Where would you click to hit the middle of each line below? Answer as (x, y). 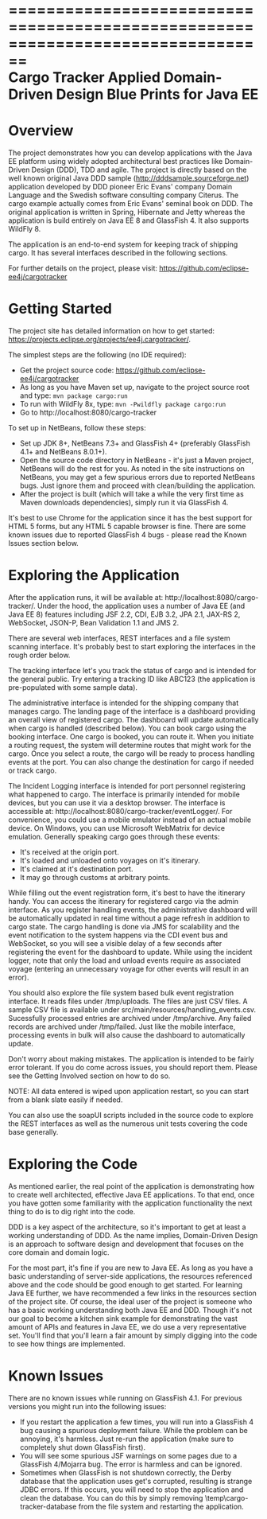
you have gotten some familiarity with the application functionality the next (130, 1203)
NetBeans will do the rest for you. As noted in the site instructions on (132, 469)
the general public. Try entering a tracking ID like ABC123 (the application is (132, 679)
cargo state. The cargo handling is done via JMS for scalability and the (124, 927)
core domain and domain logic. (59, 1252)
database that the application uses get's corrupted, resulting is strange (136, 1481)
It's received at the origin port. (69, 852)
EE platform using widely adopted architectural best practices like (116, 162)
